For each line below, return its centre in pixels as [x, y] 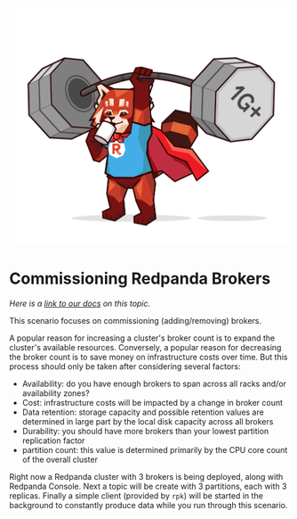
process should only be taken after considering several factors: [125, 366]
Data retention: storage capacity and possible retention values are [143, 412]
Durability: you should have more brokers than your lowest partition [145, 431]
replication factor [53, 441]
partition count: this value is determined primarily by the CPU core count [155, 449]
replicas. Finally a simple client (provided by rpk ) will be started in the [136, 495]
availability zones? [56, 393]
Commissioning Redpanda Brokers [140, 278]
